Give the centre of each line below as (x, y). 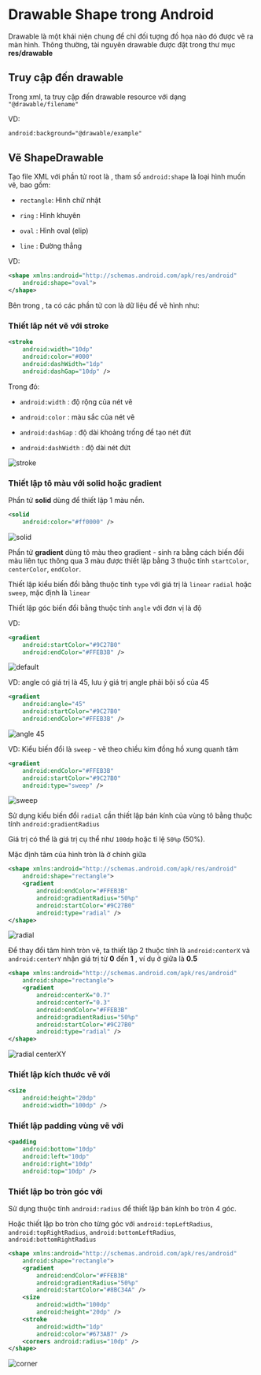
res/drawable (31, 53)
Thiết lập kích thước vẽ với (59, 1074)
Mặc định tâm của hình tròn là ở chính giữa (77, 855)
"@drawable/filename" (44, 104)
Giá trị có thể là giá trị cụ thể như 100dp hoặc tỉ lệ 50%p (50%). (107, 839)
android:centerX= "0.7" (74, 996)
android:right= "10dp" (57, 1164)
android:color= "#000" (57, 357)
